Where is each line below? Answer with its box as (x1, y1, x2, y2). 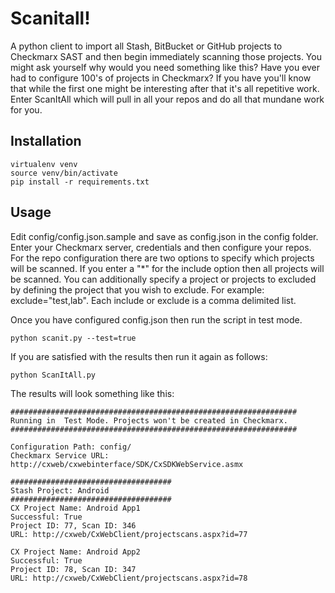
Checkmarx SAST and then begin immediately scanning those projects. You (10, 50, 322, 62)
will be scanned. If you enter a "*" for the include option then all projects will (10, 262, 325, 274)
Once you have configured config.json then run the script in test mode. (10, 313, 303, 326)
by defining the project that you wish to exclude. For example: (10, 283, 265, 296)
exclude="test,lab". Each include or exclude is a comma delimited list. (10, 294, 297, 306)
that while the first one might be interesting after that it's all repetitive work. (10, 82, 320, 94)
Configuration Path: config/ (10, 442, 132, 452)
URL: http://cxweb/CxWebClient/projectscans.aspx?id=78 (10, 573, 248, 583)
